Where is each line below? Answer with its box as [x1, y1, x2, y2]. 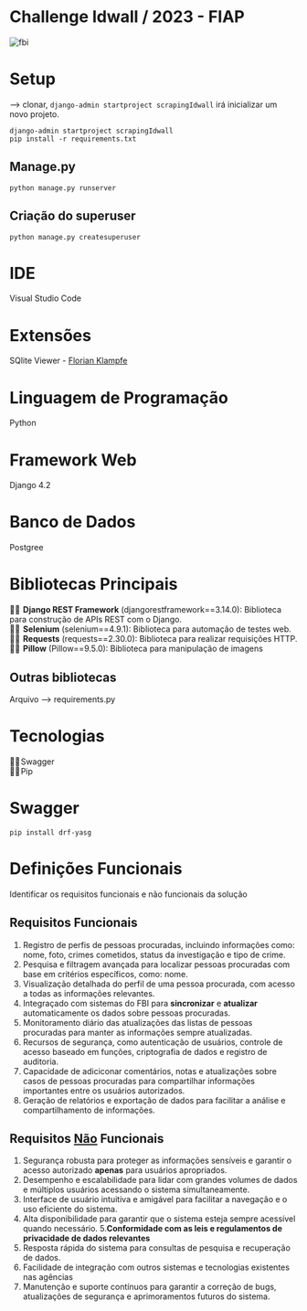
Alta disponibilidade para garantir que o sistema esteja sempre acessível [22, 1213, 296, 1224]
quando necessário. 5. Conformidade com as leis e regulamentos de [22, 1223, 283, 1234]
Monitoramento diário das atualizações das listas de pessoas [22, 1017, 253, 1028]
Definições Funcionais [9, 858, 183, 879]
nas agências [22, 1272, 73, 1283]
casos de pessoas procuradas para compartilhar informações [22, 1075, 256, 1086]
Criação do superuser [9, 208, 136, 224]
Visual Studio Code [9, 293, 82, 304]
